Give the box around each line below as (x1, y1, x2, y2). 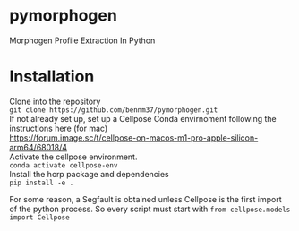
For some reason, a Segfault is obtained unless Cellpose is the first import (9, 193, 282, 204)
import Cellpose (9, 212, 70, 222)
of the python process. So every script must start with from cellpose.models (9, 203, 291, 214)
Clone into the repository (9, 96, 101, 107)
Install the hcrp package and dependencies (9, 168, 170, 179)
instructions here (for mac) (9, 123, 108, 133)
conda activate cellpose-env (9, 160, 118, 170)
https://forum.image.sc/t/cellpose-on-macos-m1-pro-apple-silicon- (9, 132, 259, 143)
